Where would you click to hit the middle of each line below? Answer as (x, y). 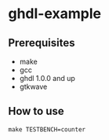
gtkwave (33, 87)
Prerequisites (42, 43)
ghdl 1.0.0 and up (47, 78)
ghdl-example (55, 14)
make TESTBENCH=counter (47, 129)
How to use (36, 111)
